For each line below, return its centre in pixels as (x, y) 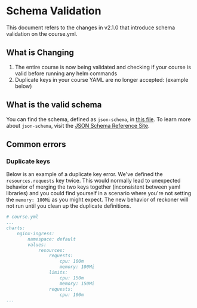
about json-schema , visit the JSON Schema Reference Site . (78, 125)
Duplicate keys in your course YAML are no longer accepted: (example (101, 79)
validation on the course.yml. (42, 33)
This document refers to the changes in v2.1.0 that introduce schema (91, 27)
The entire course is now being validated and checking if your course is (103, 67)
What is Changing (40, 53)
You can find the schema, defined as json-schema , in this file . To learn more (98, 119)
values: (37, 245)
